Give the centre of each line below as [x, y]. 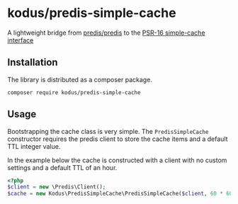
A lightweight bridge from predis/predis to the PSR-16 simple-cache [106, 33]
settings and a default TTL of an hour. [62, 167]
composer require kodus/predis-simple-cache [74, 92]
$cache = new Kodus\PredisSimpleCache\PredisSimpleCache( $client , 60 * [115, 194]
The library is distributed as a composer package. [80, 79]
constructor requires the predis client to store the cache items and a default [118, 139]
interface [21, 40]
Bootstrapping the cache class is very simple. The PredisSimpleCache [108, 131]
